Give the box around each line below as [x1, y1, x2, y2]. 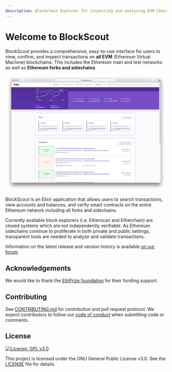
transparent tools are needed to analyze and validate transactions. [5, 234, 145, 240]
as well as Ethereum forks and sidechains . [5, 64, 97, 70]
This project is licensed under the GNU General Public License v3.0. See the [5, 355, 166, 362]
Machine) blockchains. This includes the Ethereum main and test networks [5, 59, 163, 65]
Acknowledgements [5, 264, 71, 272]
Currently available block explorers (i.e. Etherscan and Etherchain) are [5, 217, 153, 224]
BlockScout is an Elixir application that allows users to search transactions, [5, 196, 163, 202]
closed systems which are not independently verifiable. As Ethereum [5, 222, 150, 229]
